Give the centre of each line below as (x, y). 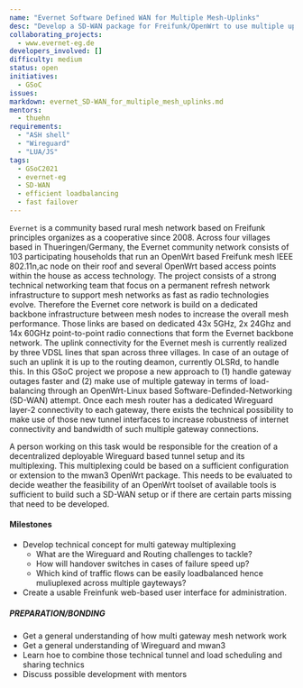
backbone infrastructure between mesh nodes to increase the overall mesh (149, 314)
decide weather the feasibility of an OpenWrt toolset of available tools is (143, 484)
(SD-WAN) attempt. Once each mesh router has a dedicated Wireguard (141, 400)
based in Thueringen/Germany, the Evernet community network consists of (149, 247)
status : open (34, 69)
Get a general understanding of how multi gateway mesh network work (154, 636)
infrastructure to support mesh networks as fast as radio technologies (139, 295)
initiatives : (34, 77)
